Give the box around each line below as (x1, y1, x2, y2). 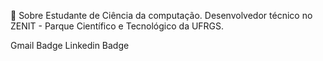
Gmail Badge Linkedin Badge (10, 40, 130, 51)
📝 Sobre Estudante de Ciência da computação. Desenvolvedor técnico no (10, 10, 313, 21)
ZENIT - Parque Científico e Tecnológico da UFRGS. (10, 20, 225, 32)
